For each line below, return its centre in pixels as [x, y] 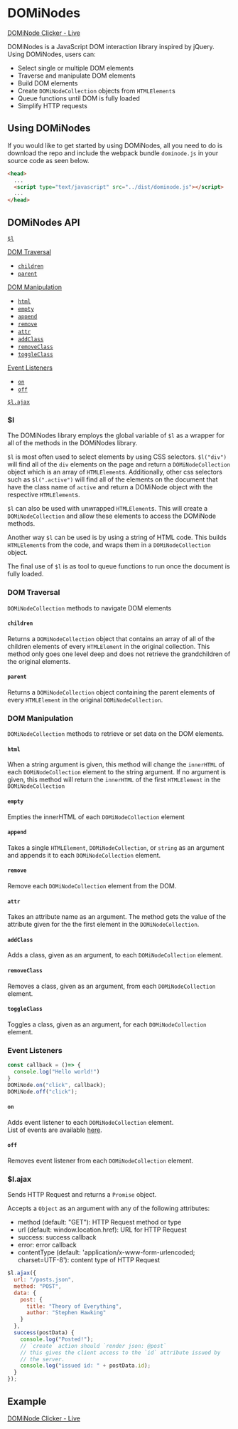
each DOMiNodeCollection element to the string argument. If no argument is [117, 772]
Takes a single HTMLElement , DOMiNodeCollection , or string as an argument [116, 847]
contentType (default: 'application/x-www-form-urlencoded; [106, 1252]
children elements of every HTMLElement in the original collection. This [109, 646]
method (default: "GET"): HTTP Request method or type [99, 1222]
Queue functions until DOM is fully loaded [79, 98]
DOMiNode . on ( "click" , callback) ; [57, 1085]
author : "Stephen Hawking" [66, 1313]
